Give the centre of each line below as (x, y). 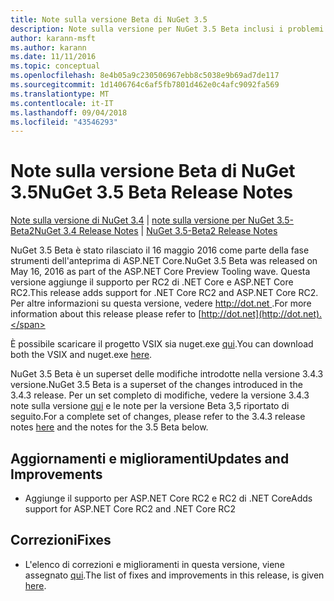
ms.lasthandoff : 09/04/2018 (69, 112)
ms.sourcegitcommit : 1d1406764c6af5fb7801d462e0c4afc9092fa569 (145, 85)
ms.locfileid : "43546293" (64, 122)
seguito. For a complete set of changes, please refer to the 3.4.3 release (158, 417)
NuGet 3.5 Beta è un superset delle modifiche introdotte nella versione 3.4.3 (167, 374)
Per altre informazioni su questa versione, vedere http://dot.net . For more (161, 303)
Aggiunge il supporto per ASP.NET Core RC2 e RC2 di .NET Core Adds (168, 498)
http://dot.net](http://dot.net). (262, 314)
